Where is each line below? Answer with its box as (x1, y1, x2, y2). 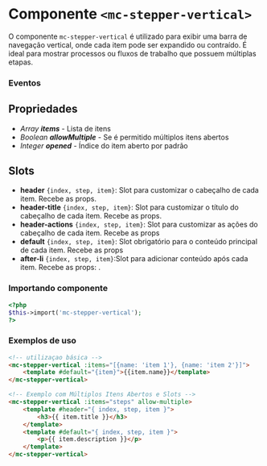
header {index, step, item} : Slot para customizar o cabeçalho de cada (19, 185, 259, 195)
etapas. (8, 57, 34, 67)
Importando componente (8, 283, 109, 294)
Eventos (8, 77, 42, 89)
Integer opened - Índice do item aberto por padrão (19, 140, 188, 150)
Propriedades (8, 102, 78, 116)
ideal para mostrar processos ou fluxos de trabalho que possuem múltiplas (8, 48, 257, 58)
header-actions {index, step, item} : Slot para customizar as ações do (19, 219, 259, 230)
